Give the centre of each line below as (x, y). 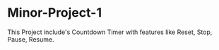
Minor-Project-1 (55, 13)
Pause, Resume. (31, 39)
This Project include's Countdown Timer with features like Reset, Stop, (110, 32)
